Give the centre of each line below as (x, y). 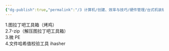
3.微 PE (13, 37)
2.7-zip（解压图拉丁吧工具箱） (37, 31)
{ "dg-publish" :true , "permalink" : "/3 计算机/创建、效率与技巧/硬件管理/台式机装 (84, 10)
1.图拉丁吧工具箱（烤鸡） (31, 24)
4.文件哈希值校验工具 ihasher (35, 43)
